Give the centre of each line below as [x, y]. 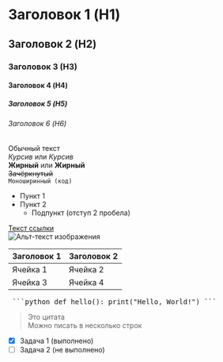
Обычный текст [34, 148]
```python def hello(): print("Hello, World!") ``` [115, 302]
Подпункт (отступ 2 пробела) [81, 213]
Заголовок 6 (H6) [38, 124]
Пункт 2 [33, 204]
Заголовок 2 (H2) [53, 44]
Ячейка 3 [30, 282]
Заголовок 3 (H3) [43, 67]
